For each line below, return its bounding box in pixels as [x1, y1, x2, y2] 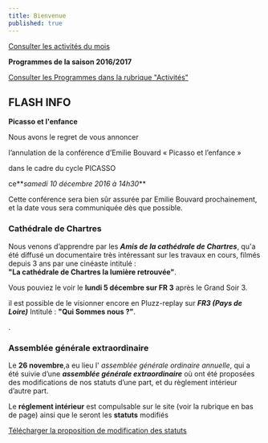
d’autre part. [8, 386, 49, 396]
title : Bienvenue [8, 11, 67, 20]
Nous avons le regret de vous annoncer [8, 132, 139, 142]
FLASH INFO [8, 96, 71, 109]
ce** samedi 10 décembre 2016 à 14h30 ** [8, 179, 147, 189]
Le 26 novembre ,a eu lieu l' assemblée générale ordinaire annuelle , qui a [8, 360, 250, 370]
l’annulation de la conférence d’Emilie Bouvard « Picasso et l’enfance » [8, 148, 242, 157]
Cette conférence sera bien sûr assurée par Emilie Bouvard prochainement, [8, 194, 258, 205]
